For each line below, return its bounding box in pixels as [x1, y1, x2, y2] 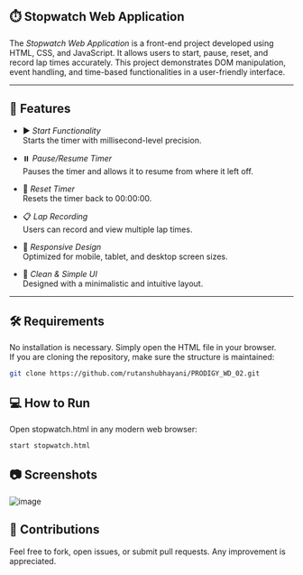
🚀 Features [9, 101, 71, 116]
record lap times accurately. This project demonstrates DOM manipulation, [9, 57, 286, 68]
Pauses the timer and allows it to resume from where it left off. [22, 165, 254, 176]
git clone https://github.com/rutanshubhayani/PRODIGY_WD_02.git [9, 369, 260, 378]
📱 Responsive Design [22, 241, 102, 252]
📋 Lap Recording [22, 210, 88, 221]
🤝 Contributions [9, 522, 100, 537]
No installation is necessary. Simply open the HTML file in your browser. [9, 342, 277, 353]
